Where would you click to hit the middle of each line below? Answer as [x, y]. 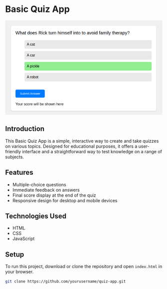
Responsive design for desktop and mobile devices [65, 200]
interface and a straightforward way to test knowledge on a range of [92, 151]
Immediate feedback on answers [46, 190]
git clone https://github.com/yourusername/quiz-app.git [66, 282]
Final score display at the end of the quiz [54, 195]
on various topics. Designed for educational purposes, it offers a [71, 146]
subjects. [14, 157]
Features [19, 172]
